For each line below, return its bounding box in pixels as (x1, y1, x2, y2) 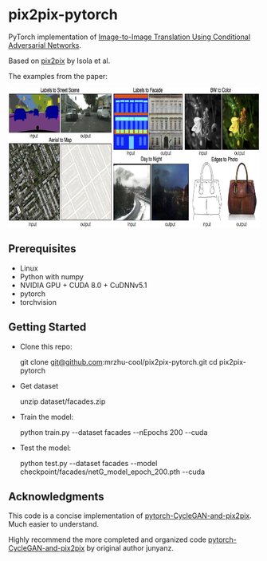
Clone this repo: (19, 342, 73, 351)
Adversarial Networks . (8, 40, 82, 49)
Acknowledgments (8, 489, 105, 504)
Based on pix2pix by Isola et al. (8, 56, 111, 65)
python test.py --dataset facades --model (19, 458, 158, 468)
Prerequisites (8, 242, 77, 256)
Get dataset (19, 381, 58, 390)
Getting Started (8, 321, 87, 334)
